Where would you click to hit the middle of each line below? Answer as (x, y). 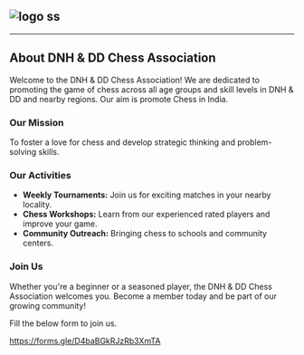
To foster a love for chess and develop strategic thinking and (123, 142)
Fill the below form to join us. (63, 323)
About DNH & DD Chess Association (113, 58)
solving (23, 151)
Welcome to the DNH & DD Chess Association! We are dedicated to (135, 80)
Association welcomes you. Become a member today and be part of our (143, 296)
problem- (254, 142)
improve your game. (60, 224)
